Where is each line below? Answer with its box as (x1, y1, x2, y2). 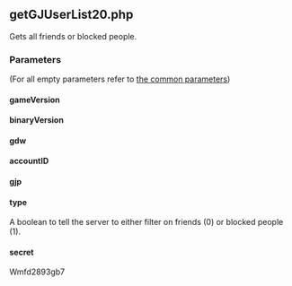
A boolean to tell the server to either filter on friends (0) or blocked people (9, 217, 284, 228)
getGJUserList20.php (9, 7, 134, 22)
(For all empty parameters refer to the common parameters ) (9, 74, 231, 84)
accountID (9, 156, 49, 167)
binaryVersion (9, 115, 65, 126)
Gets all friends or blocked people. (9, 30, 137, 41)
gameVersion (9, 94, 60, 105)
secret (9, 247, 34, 257)
